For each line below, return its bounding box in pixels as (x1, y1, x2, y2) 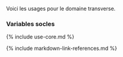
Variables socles (6, 20, 55, 28)
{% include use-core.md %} (6, 33, 75, 40)
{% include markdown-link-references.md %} (6, 45, 117, 52)
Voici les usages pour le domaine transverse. (6, 5, 116, 12)
